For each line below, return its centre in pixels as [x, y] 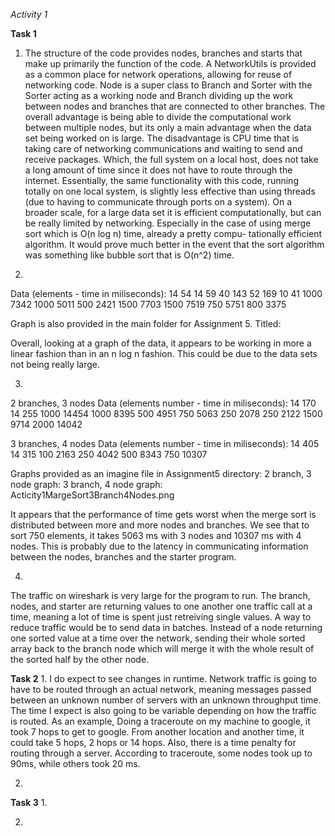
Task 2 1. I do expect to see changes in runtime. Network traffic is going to [163, 678]
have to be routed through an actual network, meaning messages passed [161, 689]
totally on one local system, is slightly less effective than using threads [170, 191]
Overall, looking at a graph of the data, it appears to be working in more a [161, 343]
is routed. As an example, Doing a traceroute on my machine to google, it [160, 721]
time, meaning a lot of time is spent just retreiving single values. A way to [161, 617]
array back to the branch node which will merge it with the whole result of [162, 648]
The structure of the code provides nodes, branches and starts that [163, 53]
